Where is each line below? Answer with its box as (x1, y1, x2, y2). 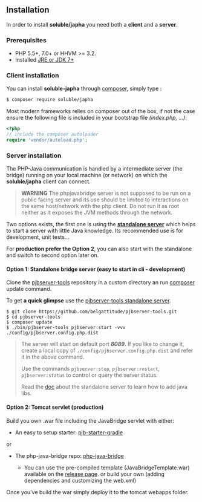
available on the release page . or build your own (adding (24, 470, 165, 477)
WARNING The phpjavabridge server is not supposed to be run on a (21, 190, 191, 197)
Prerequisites (6, 36, 47, 44)
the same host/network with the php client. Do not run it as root (21, 203, 180, 210)
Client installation (6, 71, 59, 80)
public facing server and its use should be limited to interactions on (21, 196, 189, 203)
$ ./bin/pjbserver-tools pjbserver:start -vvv (6, 325, 126, 331)
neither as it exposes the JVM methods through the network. (21, 209, 173, 217)
